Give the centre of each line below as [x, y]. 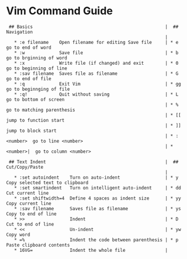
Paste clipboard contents [38, 245]
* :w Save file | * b [96, 53]
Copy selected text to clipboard [47, 182]
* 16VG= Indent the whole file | [91, 250]
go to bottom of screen [36, 99]
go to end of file [29, 78]
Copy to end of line [32, 214]
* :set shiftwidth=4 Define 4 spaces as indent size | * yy [98, 198]
